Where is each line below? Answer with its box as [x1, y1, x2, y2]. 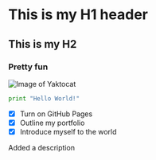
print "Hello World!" [8, 94, 80, 103]
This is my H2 [8, 37, 77, 51]
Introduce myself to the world [19, 127, 117, 136]
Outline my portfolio [19, 118, 85, 127]
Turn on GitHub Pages [19, 109, 93, 119]
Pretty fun [8, 61, 49, 72]
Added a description [8, 142, 76, 152]
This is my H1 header [8, 6, 149, 24]
